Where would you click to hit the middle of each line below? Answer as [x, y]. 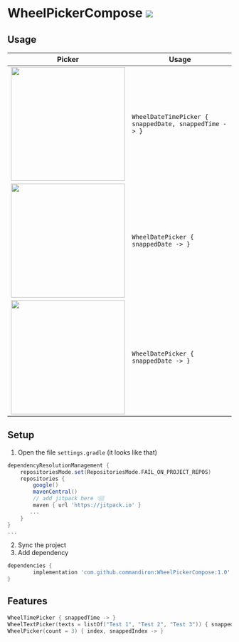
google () [46, 485]
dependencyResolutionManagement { [59, 465]
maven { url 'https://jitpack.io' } [87, 505]
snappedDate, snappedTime [176, 124]
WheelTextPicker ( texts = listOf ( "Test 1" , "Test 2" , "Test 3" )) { [108, 624]
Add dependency [43, 553]
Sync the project [42, 545]
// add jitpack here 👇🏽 [69, 499]
